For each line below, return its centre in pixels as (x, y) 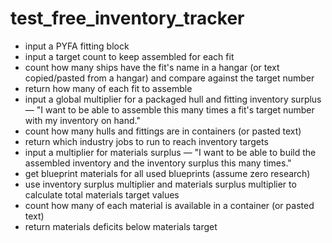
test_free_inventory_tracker (127, 18)
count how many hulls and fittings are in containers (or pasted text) (163, 131)
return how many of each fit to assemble (108, 88)
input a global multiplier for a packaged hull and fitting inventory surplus (173, 99)
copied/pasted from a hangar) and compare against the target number (169, 78)
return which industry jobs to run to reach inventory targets (146, 141)
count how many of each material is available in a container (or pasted (169, 205)
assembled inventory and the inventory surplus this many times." (158, 163)
